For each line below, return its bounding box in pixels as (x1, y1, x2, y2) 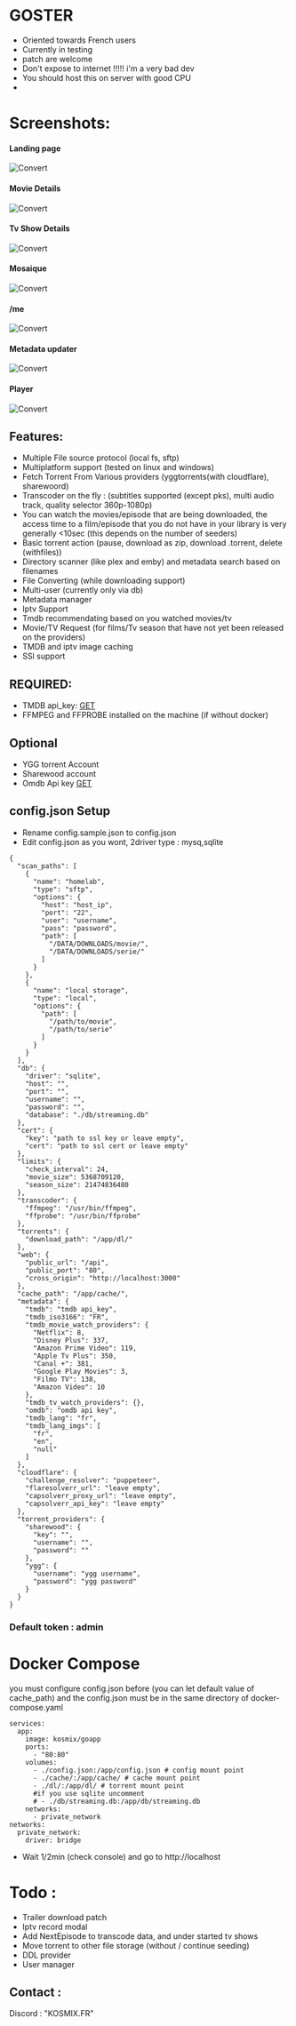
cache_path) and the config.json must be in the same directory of (9, 1692, 249, 1703)
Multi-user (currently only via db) (21, 585, 144, 595)
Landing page (9, 143, 61, 154)
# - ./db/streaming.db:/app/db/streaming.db (32, 1797, 201, 1806)
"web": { (17, 1250, 50, 1259)
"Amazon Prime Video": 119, (32, 1344, 138, 1352)
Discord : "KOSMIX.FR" (9, 2008, 94, 2019)
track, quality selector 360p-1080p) (21, 499, 153, 511)
